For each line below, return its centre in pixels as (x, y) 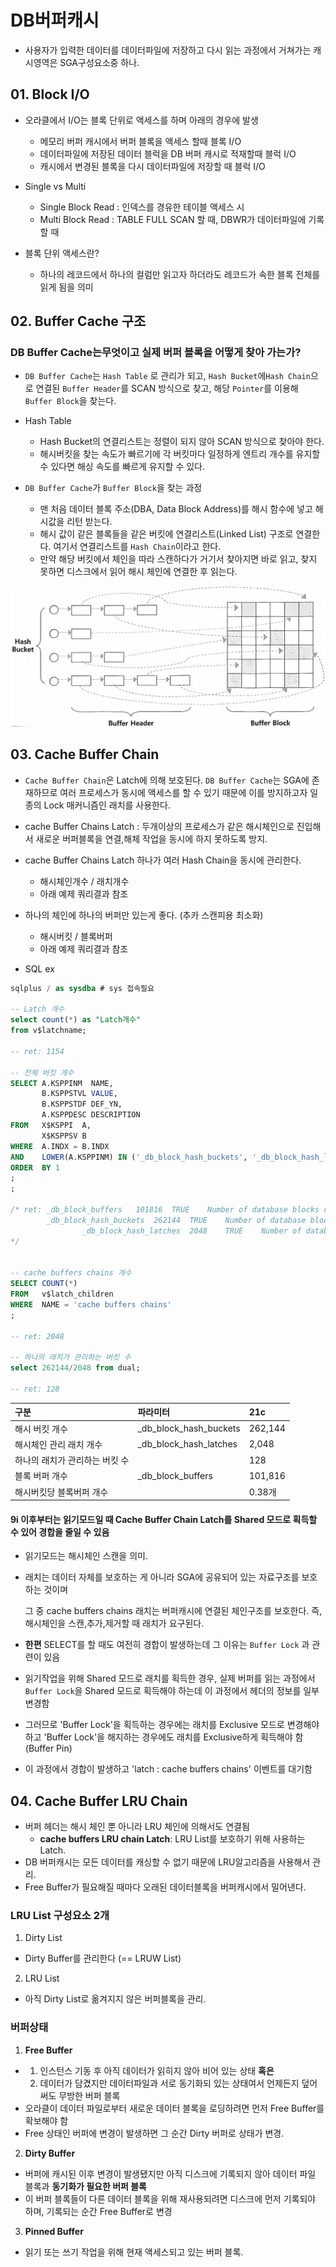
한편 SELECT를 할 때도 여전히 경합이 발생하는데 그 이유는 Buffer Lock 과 (167, 1645)
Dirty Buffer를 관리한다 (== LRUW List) (103, 1958)
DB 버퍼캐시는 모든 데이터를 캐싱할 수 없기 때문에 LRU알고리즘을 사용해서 (167, 1862)
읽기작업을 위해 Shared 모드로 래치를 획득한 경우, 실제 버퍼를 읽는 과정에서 (170, 1678)
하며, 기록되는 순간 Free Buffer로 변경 (98, 2211)
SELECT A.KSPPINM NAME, (62, 1083)
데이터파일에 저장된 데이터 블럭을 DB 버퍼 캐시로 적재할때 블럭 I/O (168, 153)
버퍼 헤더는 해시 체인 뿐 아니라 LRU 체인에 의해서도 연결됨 (137, 1827)
